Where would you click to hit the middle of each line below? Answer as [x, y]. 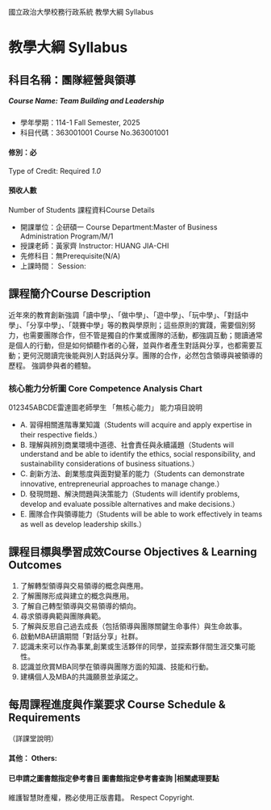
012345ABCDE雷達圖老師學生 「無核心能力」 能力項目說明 [106, 407]
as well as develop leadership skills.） [83, 525]
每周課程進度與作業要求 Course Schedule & [117, 705]
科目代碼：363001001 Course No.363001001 [94, 133]
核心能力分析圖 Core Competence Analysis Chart [106, 388]
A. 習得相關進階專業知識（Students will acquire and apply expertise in [136, 425]
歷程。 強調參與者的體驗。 [52, 365]
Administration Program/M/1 [67, 236]
